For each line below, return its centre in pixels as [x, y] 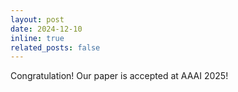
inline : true [37, 38]
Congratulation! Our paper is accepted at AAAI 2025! [119, 76]
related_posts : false [55, 47]
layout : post [37, 19]
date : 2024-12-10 [46, 29]
